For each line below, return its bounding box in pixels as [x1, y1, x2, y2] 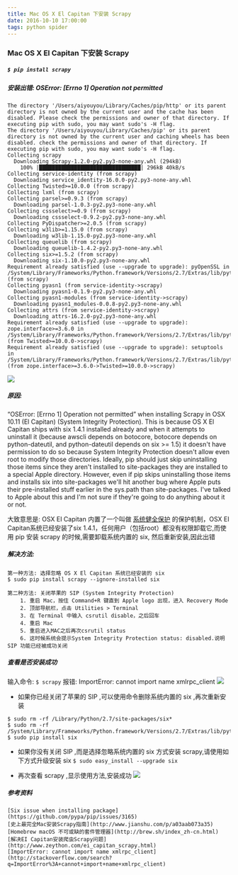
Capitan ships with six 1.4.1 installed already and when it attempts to [7, 424, 205, 433]
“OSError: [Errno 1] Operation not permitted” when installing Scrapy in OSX [7, 410, 225, 418]
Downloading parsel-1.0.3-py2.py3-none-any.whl [13, 201, 157, 208]
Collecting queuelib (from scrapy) [7, 238, 113, 245]
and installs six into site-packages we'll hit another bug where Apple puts [7, 478, 221, 486]
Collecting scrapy [7, 152, 62, 159]
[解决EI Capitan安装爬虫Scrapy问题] [7, 835, 107, 843]
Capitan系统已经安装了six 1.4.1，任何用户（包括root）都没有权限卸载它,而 [7, 524, 221, 532]
